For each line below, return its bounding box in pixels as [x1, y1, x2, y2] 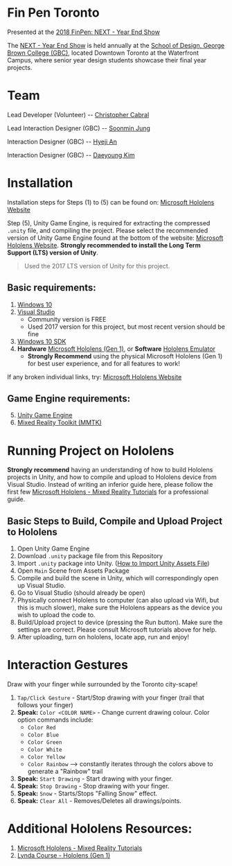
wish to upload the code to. [17, 611, 96, 619]
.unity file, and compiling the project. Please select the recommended [7, 226, 208, 234]
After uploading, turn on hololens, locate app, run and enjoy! [17, 633, 189, 641]
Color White [27, 747, 62, 754]
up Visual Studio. [17, 581, 66, 590]
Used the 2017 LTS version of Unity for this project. [24, 261, 170, 270]
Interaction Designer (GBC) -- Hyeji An [7, 137, 118, 146]
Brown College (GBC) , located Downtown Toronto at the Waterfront [7, 49, 199, 57]
